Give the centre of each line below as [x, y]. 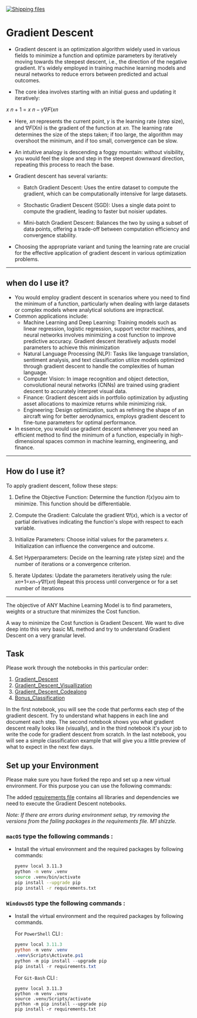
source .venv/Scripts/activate [53, 999]
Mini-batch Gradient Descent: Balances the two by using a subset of [106, 222]
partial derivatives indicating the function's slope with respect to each [99, 521]
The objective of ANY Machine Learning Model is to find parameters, [89, 605]
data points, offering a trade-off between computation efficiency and [106, 229]
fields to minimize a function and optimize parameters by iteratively [96, 55]
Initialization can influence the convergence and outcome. [85, 546]
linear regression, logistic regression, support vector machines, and [105, 328]
